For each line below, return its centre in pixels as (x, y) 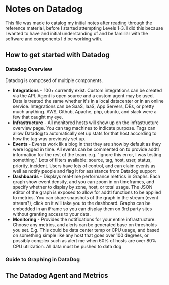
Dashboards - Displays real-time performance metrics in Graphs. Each (87, 176)
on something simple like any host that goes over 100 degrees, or (81, 235)
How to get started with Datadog (57, 55)
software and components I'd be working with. (54, 39)
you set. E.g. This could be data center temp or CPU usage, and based (86, 230)
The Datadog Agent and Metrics (57, 276)
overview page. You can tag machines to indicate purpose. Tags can (84, 128)
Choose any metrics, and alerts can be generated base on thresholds (85, 225)
